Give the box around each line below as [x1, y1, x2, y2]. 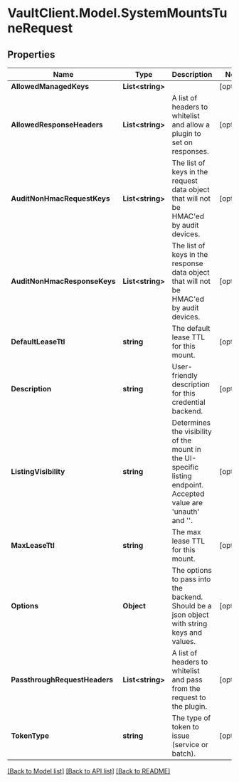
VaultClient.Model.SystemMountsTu [7, 5, 228, 21]
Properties [7, 48, 55, 60]
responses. [171, 147, 209, 156]
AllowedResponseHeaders [11, 120, 103, 130]
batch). [171, 749, 196, 759]
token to [171, 722, 199, 731]
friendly [171, 371, 198, 380]
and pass [171, 675, 203, 685]
